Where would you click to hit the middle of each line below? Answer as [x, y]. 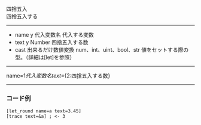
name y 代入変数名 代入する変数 [54, 35]
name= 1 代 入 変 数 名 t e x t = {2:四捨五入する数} [58, 76]
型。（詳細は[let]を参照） [45, 57]
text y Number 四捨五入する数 [51, 42]
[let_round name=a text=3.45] [44, 111]
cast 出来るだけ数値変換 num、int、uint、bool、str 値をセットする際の [102, 50]
